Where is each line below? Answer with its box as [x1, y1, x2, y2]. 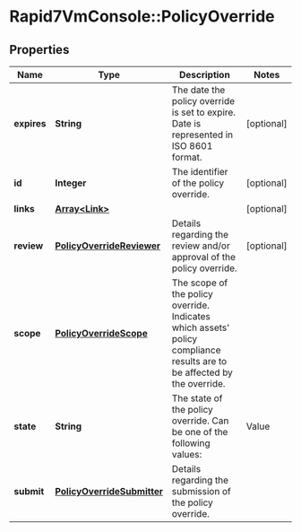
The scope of [171, 276, 228, 289]
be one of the [171, 426, 228, 438]
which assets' [171, 321, 230, 334]
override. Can [171, 414, 229, 427]
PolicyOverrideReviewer [55, 240, 161, 252]
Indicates [171, 310, 211, 322]
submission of [171, 485, 231, 497]
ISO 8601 [171, 140, 213, 152]
